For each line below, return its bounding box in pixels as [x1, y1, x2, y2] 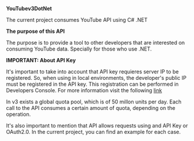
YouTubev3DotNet [6, 5, 52, 12]
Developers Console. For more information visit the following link [6, 87, 162, 93]
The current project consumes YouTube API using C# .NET [6, 16, 148, 23]
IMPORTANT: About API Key [6, 57, 76, 63]
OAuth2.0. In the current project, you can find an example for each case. [6, 129, 181, 135]
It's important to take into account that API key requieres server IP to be [6, 68, 179, 75]
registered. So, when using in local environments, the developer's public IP [6, 75, 186, 81]
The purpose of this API [6, 28, 65, 35]
